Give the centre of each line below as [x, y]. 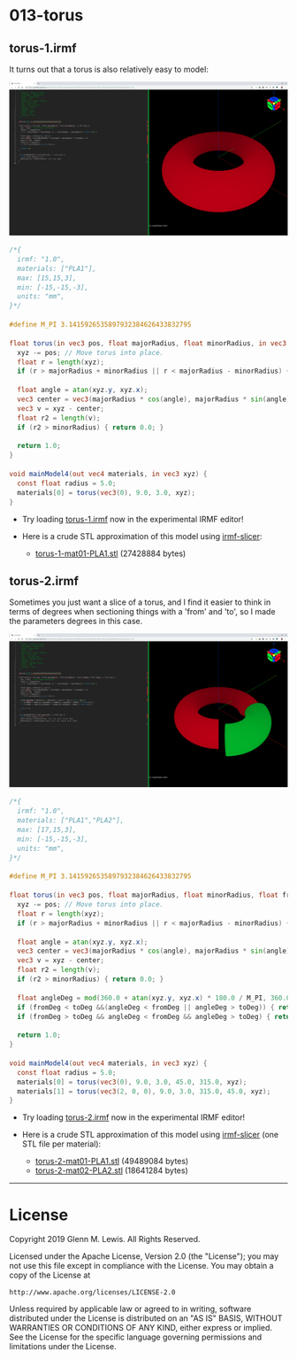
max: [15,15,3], [47, 278]
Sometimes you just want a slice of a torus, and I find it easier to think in [140, 602]
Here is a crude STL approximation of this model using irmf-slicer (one [150, 1135]
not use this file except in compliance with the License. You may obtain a [141, 1266]
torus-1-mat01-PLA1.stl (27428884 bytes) [110, 553]
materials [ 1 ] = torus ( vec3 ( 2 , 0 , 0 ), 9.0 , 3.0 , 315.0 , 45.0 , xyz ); [144, 1091]
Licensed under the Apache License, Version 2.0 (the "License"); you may [144, 1256]
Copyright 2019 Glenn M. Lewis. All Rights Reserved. [105, 1239]
